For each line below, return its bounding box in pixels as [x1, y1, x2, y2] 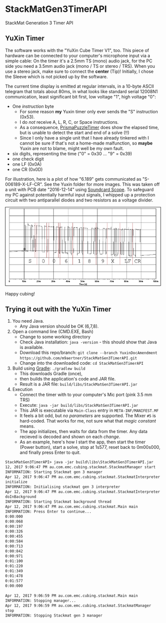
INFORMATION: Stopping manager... [5, 598, 77, 603]
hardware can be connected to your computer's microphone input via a [5, 52, 151, 58]
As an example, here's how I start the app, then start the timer [19, 439, 146, 445]
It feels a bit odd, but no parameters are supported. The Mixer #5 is [19, 413, 156, 419]
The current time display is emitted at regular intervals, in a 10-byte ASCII [5, 83, 154, 89]
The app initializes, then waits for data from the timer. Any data [19, 429, 148, 434]
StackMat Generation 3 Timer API [5, 20, 73, 26]
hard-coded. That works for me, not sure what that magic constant [19, 418, 157, 424]
